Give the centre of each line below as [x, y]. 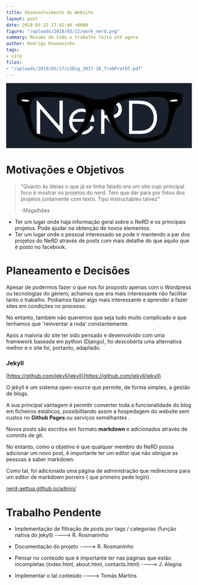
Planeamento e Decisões [68, 271]
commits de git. [25, 435]
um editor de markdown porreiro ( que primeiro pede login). [79, 477]
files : [14, 62]
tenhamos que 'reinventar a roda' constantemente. [68, 324]
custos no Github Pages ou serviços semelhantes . [68, 418]
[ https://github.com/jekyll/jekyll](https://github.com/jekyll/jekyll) [84, 376]
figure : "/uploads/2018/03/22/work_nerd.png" [63, 31]
